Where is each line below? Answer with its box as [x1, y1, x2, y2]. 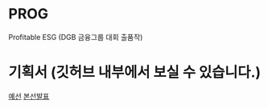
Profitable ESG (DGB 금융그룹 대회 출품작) [8, 32, 143, 42]
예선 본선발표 [8, 91, 50, 101]
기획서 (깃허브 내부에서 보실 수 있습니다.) [8, 63, 262, 82]
